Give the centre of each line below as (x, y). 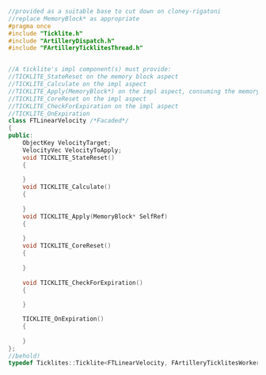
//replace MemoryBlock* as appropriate (74, 19)
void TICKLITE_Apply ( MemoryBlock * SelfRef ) (95, 216)
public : (21, 136)
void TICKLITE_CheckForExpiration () (83, 282)
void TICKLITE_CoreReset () (67, 246)
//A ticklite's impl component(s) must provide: (90, 70)
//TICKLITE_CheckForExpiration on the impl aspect (93, 106)
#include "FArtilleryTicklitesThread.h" (76, 48)
